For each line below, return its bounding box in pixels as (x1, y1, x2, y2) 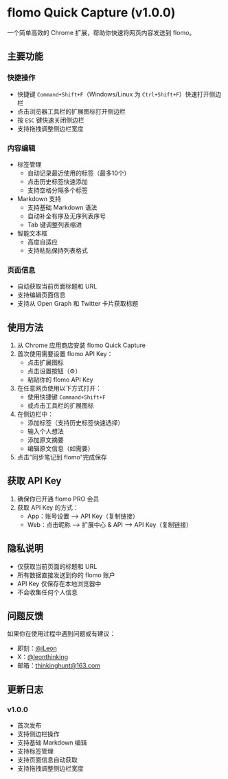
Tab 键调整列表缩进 (27, 220, 82, 229)
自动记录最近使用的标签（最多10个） (27, 169, 130, 177)
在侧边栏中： (16, 410, 54, 418)
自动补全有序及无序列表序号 (27, 211, 106, 220)
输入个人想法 (27, 427, 64, 435)
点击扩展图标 (27, 358, 64, 366)
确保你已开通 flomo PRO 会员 (16, 495, 100, 503)
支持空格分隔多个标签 (27, 186, 88, 194)
